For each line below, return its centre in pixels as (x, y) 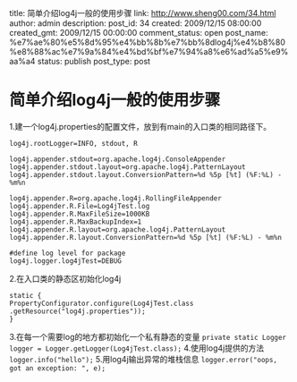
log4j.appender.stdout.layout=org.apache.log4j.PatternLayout (127, 167)
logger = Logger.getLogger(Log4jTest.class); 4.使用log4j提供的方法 (137, 348)
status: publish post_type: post (93, 61)
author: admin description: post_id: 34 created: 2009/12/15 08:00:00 (136, 23)
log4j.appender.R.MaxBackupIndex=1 (76, 222)
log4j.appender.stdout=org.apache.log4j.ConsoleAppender (118, 159)
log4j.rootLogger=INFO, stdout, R (74, 143)
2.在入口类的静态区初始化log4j (65, 278)
